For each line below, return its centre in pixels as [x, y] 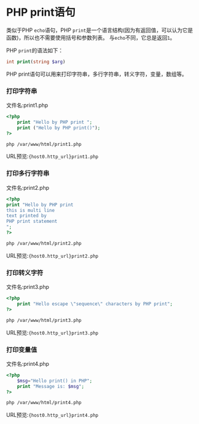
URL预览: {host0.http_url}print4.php [52, 415]
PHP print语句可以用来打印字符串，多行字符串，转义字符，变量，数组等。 [97, 74]
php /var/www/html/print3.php [44, 320]
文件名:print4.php [28, 363]
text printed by [26, 216]
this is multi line [31, 210]
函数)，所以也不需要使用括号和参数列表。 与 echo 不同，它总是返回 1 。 [91, 37]
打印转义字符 [25, 273]
